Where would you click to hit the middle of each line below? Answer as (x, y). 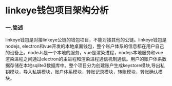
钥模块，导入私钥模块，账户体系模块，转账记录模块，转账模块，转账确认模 (84, 72)
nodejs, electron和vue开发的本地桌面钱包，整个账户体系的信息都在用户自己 (85, 46)
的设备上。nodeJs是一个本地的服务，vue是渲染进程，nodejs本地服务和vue (84, 53)
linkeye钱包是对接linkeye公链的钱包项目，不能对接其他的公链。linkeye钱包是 (86, 40)
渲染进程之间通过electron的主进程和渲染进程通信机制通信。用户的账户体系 (84, 59)
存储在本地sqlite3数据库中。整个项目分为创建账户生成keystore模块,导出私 (87, 66)
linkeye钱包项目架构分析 (57, 10)
